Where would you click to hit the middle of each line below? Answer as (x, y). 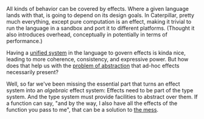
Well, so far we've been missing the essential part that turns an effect (93, 84)
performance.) (24, 41)
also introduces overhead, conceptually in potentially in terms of (87, 35)
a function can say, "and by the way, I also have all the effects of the (92, 103)
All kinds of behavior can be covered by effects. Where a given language (97, 9)
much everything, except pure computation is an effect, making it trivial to (99, 22)
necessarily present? (33, 72)
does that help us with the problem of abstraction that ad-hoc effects (93, 66)
